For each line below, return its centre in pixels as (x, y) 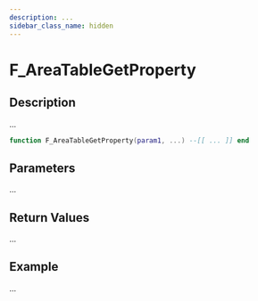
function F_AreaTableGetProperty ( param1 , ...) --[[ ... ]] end (129, 140)
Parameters (42, 168)
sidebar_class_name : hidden (62, 26)
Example (34, 267)
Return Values (50, 218)
